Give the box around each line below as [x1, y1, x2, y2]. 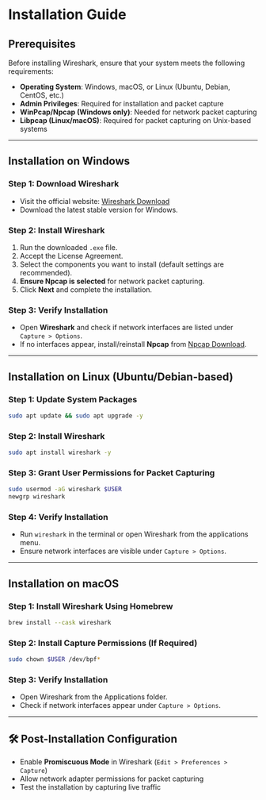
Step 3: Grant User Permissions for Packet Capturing [8, 467, 215, 478]
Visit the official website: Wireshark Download [19, 196, 170, 206]
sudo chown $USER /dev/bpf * [8, 656, 101, 663]
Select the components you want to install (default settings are [19, 260, 224, 269]
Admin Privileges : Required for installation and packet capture [19, 99, 224, 108]
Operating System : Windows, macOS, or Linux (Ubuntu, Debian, [19, 82, 231, 91]
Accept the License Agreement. [19, 251, 123, 260]
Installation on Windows [8, 155, 131, 168]
